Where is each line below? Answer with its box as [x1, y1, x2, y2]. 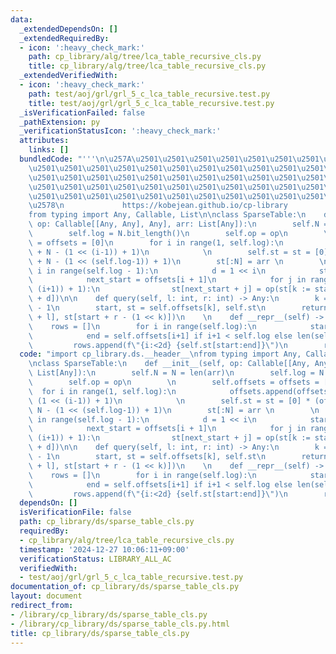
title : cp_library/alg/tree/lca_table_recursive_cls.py [28, 61, 267, 71]
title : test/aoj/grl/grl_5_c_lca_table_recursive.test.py [28, 98, 275, 108]
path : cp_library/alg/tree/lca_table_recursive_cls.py [28, 52, 262, 62]
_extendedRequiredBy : [19, 33, 110, 43]
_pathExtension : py [19, 117, 101, 127]
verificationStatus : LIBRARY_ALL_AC [19, 554, 172, 564]
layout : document [10, 591, 83, 601]
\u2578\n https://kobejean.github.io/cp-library [28, 201, 288, 211]
